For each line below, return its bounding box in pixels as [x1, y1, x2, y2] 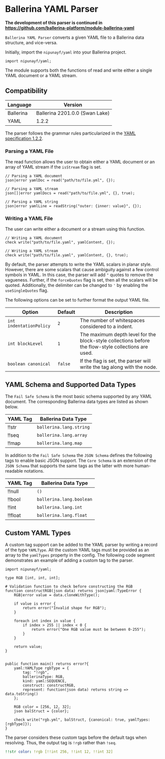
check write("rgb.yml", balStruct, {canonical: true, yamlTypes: [14, 717, 151, 722]
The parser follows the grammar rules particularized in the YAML [5, 130, 136, 136]
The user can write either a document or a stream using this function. [5, 226, 146, 232]
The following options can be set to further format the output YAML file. [5, 297, 150, 303]
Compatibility [5, 87, 48, 95]
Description [105, 309, 133, 315]
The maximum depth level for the [80, 331, 156, 338]
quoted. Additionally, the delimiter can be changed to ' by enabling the [5, 282, 148, 288]
